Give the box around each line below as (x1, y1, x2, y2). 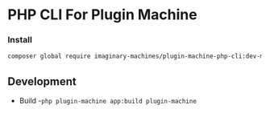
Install (7, 34, 33, 46)
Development (7, 75, 77, 88)
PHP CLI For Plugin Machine (7, 6, 198, 24)
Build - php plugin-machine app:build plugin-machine (19, 96, 197, 106)
